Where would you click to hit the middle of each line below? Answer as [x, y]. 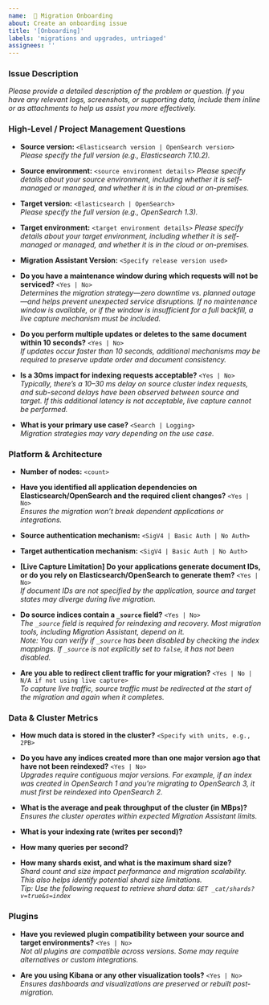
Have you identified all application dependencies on [108, 488]
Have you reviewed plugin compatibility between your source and [132, 934]
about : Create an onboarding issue [68, 23]
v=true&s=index [45, 897]
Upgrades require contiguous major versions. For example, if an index [136, 775]
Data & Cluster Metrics [53, 717]
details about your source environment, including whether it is [122, 179]
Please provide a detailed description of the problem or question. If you [126, 91]
